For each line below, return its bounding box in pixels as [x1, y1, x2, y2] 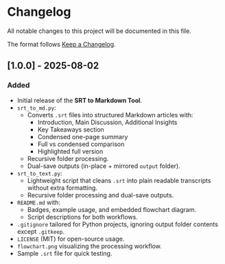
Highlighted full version [37, 147, 104, 155]
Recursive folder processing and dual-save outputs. [27, 191, 174, 199]
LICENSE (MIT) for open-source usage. [16, 235, 125, 243]
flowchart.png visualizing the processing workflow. [16, 241, 163, 250]
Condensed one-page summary [37, 132, 128, 141]
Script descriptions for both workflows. [27, 213, 139, 221]
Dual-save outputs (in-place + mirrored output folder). [27, 162, 180, 170]
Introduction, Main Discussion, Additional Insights [37, 118, 178, 126]
